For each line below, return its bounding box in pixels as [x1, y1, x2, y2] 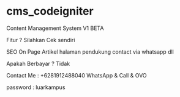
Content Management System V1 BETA [6, 24, 104, 32]
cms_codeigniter [6, 4, 94, 18]
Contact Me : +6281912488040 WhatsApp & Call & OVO [6, 71, 147, 79]
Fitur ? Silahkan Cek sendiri [6, 36, 75, 43]
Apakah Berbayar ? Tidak [6, 60, 70, 67]
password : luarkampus [6, 84, 66, 91]
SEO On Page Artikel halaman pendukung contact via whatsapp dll [6, 48, 174, 56]
